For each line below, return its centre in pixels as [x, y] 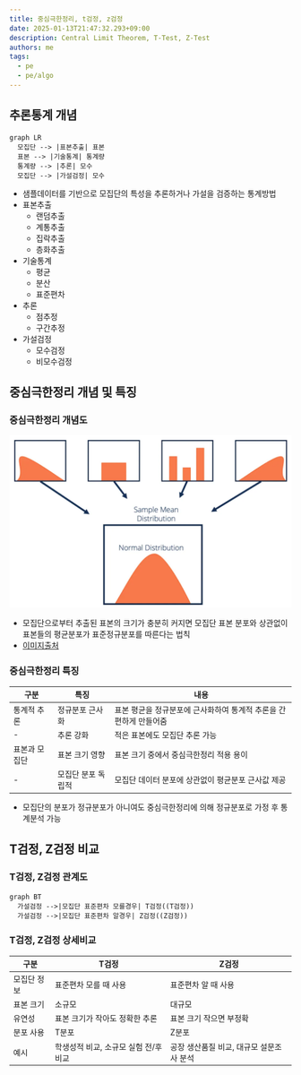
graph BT [26, 897]
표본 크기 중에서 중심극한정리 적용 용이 [181, 755]
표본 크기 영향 [82, 755]
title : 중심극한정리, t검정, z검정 [66, 19]
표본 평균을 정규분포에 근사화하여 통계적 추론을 [196, 709]
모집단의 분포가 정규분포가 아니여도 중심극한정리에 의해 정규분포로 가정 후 [150, 807]
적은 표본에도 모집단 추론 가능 [166, 735]
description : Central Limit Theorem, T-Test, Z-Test [110, 38]
